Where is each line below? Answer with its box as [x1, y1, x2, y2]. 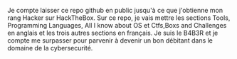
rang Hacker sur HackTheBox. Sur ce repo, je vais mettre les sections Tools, [7, 14, 231, 22]
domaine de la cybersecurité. [7, 44, 93, 52]
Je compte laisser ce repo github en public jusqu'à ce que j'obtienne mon [7, 6, 223, 14]
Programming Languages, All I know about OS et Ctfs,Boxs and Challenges [7, 21, 227, 29]
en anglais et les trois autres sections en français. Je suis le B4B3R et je [7, 28, 218, 37]
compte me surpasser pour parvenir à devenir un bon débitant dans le [7, 36, 214, 45]
